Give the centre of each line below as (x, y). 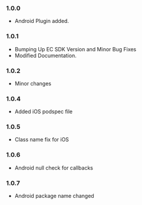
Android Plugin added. (42, 21)
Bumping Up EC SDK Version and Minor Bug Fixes (75, 49)
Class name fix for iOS (42, 140)
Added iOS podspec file (44, 112)
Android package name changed (54, 196)
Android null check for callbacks (54, 168)
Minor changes (33, 83)
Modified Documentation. (45, 55)
